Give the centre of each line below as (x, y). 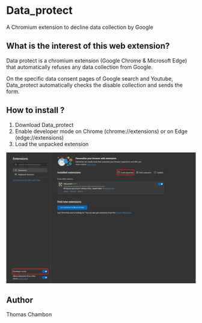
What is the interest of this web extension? (88, 46)
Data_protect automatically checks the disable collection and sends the (95, 85)
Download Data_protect (44, 125)
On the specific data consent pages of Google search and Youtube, (90, 78)
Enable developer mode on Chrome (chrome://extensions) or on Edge (101, 131)
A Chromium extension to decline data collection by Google (80, 27)
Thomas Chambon (29, 315)
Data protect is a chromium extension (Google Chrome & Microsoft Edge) (97, 60)
